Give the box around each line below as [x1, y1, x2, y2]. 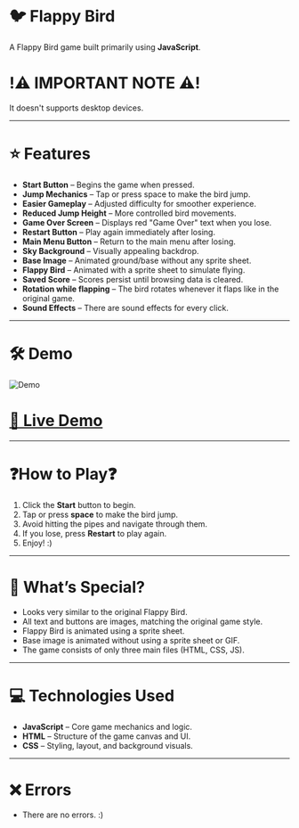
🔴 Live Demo [9, 410, 103, 430]
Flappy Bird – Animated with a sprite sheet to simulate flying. [21, 264, 246, 275]
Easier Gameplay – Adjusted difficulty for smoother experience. [21, 198, 256, 209]
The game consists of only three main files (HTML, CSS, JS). [21, 644, 245, 655]
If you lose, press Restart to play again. [21, 528, 167, 538]
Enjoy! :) [21, 537, 53, 548]
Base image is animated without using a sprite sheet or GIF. [21, 635, 240, 645]
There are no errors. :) [21, 809, 104, 820]
